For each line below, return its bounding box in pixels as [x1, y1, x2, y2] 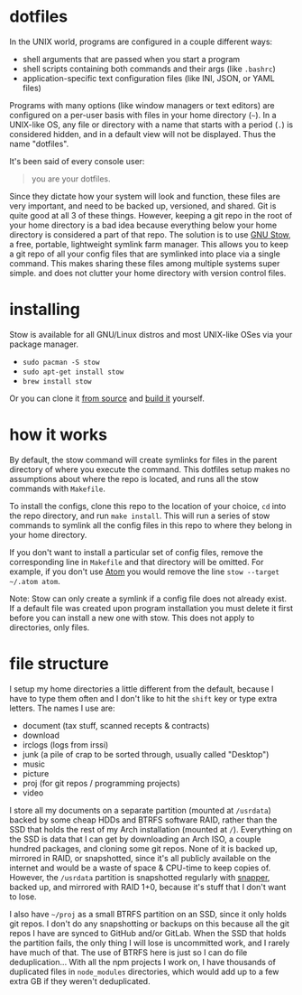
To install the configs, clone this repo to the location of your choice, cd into [9, 500, 287, 511]
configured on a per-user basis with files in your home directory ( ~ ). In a [9, 109, 277, 120]
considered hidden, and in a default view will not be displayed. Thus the [9, 128, 277, 139]
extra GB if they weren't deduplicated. [9, 975, 151, 986]
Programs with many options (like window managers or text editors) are [9, 99, 275, 110]
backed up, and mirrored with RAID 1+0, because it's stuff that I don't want [9, 881, 287, 892]
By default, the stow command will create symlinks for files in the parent [9, 454, 278, 465]
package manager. [9, 339, 79, 349]
